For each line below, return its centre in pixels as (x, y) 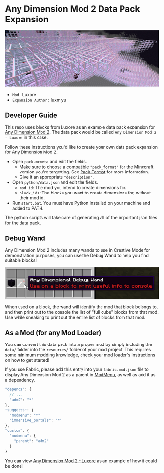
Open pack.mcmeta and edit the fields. (50, 162)
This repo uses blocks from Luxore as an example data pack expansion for (80, 127)
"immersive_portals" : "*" (36, 420)
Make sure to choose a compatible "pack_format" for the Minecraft (86, 167)
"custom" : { (17, 431)
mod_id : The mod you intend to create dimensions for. (73, 188)
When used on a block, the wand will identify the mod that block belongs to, (82, 307)
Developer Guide (31, 115)
